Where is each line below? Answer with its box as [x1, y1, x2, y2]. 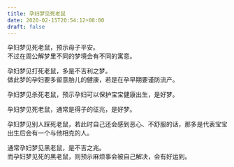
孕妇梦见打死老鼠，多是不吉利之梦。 [7, 67, 112, 75]
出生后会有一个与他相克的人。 [7, 129, 93, 137]
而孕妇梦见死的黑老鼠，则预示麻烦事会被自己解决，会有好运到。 [7, 152, 191, 161]
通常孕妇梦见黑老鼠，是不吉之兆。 [7, 144, 105, 152]
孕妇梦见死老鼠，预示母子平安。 [7, 43, 99, 52]
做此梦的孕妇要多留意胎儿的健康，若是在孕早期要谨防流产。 [7, 75, 179, 84]
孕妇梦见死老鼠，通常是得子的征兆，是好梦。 [7, 106, 136, 114]
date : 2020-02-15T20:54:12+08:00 [7, 17, 105, 24]
